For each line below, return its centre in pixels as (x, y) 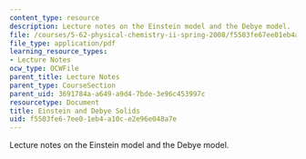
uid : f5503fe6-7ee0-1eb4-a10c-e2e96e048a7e (93, 119)
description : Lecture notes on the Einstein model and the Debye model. (150, 26)
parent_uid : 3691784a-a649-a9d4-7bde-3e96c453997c (107, 94)
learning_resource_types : (58, 52)
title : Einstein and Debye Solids (75, 111)
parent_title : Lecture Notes (65, 77)
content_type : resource (55, 18)
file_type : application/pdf (63, 43)
